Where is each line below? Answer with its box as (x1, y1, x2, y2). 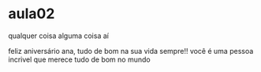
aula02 (8, 5, 55, 23)
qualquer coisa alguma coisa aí (8, 31, 109, 40)
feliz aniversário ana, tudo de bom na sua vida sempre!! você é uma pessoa (8, 46, 254, 55)
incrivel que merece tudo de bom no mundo (8, 55, 151, 64)
